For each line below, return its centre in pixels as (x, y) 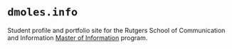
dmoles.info (43, 12)
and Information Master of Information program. (78, 38)
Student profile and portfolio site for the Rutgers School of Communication (116, 30)
